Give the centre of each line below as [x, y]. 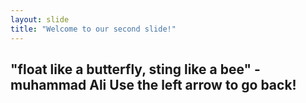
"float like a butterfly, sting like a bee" [131, 69]
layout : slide [40, 19]
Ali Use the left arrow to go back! [193, 84]
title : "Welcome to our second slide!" [93, 29]
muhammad [48, 84]
